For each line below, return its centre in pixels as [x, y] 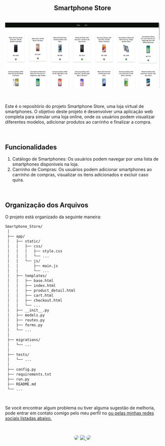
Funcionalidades [31, 147]
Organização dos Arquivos [47, 205]
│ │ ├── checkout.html [35, 301]
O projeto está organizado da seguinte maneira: [53, 217]
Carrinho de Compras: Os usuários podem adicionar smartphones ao [82, 170]
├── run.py [18, 379]
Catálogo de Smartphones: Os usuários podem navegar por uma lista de [85, 159]
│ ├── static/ [24, 241]
